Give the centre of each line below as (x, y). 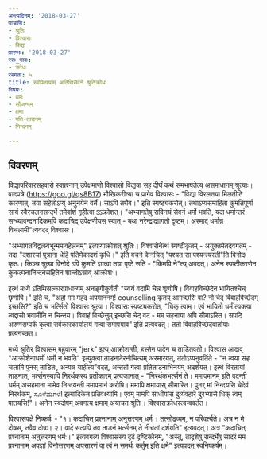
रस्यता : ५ (21, 75)
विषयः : (16, 89)
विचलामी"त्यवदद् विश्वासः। (41, 229)
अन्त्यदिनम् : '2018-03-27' (44, 16)
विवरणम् (23, 166)
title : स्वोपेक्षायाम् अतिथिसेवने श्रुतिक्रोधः (58, 82)
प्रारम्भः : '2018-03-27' (40, 53)
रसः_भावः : (20, 60)
